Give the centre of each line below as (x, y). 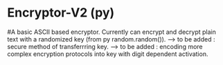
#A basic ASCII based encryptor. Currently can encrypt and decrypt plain (111, 32)
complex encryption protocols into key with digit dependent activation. (108, 54)
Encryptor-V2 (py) (61, 13)
